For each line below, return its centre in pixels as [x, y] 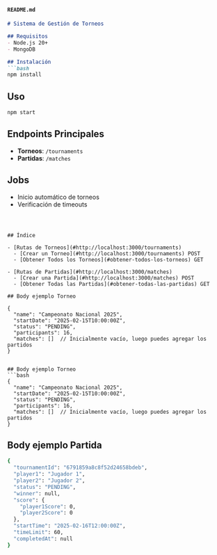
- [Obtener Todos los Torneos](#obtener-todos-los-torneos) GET [108, 259]
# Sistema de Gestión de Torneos [56, 24]
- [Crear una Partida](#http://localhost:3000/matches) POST [104, 278]
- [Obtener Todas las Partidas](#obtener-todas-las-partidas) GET [112, 284]
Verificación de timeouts [52, 204]
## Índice [22, 235]
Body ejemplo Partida [55, 445]
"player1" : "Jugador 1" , [49, 474]
